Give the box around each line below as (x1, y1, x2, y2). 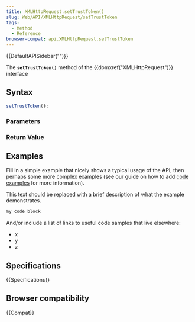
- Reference (11, 31, 41, 37)
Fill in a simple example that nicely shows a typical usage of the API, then (6, 167, 184, 174)
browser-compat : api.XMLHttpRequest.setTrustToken (6, 36, 134, 42)
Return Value (6, 133, 44, 141)
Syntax (6, 87, 33, 98)
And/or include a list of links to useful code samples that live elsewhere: (6, 220, 181, 227)
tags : (6, 20, 19, 25)
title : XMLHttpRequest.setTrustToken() (6, 8, 105, 15)
